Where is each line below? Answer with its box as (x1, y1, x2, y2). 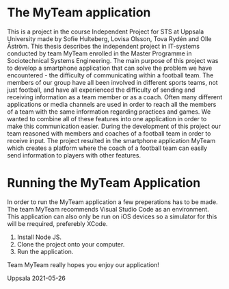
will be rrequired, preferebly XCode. (7, 219, 108, 227)
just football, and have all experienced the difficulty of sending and (7, 86, 196, 94)
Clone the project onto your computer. (16, 240, 125, 248)
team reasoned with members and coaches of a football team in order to (7, 129, 211, 138)
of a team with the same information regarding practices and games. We (7, 108, 211, 116)
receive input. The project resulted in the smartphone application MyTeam (7, 136, 216, 144)
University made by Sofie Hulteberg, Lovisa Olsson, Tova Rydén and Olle (7, 34, 212, 42)
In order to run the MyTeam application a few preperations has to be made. (7, 197, 218, 206)
